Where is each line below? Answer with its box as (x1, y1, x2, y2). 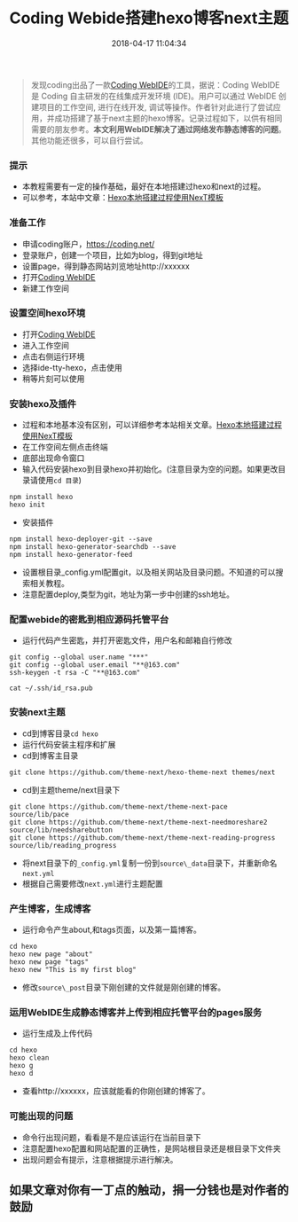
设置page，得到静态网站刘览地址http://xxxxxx (21, 261, 191, 271)
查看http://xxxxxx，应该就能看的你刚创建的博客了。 (21, 1085, 210, 1096)
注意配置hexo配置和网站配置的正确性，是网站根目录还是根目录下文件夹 (21, 1143, 281, 1154)
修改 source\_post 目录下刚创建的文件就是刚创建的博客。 (21, 982, 226, 993)
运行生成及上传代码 (21, 1028, 93, 1038)
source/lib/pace (9, 810, 69, 819)
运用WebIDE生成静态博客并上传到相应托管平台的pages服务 (9, 1006, 263, 1018)
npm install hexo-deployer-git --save (9, 535, 153, 544)
